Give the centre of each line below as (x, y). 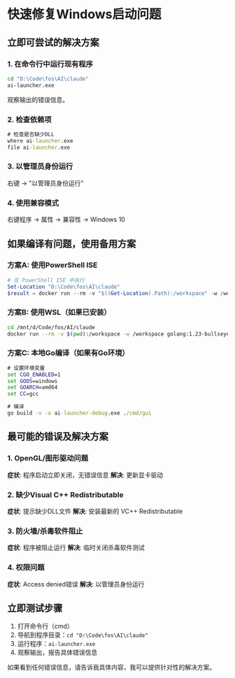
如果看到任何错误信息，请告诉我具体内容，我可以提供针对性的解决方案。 (111, 668)
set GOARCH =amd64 (33, 388)
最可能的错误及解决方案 (58, 437)
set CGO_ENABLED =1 (34, 375)
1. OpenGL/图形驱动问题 (48, 459)
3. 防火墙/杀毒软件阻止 (45, 531)
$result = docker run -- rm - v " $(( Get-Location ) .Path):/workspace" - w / (115, 293)
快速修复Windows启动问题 (84, 14)
